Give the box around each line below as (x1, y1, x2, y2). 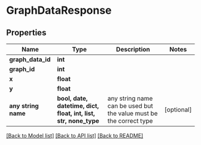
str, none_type (57, 117, 100, 125)
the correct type (107, 117, 153, 125)
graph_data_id (9, 55, 51, 64)
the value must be (107, 109, 158, 117)
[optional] (164, 105, 192, 114)
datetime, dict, (57, 102, 99, 110)
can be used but (107, 102, 154, 110)
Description (115, 46, 151, 53)
